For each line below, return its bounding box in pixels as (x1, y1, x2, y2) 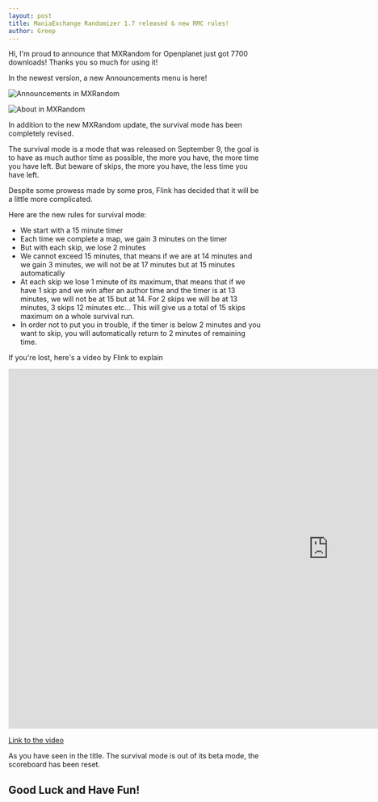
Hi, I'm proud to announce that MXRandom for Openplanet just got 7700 (8, 49, 249, 59)
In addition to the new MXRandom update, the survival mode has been (8, 120, 242, 130)
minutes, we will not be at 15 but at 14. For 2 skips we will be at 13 (19, 294, 238, 304)
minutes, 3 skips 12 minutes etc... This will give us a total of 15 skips (19, 303, 246, 313)
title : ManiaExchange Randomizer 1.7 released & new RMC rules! (8, 19, 229, 27)
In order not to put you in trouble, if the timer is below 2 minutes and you (19, 320, 261, 330)
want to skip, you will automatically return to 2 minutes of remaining (19, 329, 246, 338)
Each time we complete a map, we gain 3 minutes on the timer (19, 234, 228, 244)
